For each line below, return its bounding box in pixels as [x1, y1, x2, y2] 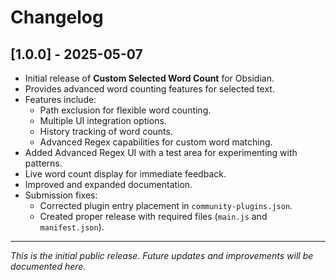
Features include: [24, 94, 97, 105]
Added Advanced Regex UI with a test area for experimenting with [24, 147, 298, 158]
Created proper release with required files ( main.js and [39, 211, 268, 222]
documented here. [10, 261, 87, 272]
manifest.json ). [39, 221, 105, 233]
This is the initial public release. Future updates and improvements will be [10, 250, 314, 261]
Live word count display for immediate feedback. [24, 168, 227, 180]
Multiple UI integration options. [39, 115, 167, 126]
